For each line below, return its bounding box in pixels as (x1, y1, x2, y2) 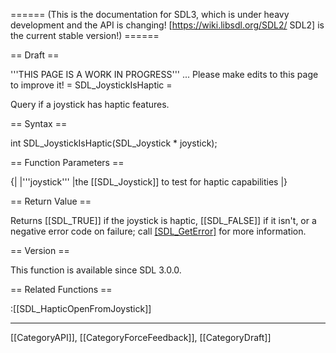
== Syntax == (10, 118, 68, 129)
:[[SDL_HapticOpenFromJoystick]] (10, 303, 152, 314)
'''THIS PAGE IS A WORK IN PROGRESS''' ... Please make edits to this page (10, 69, 319, 80)
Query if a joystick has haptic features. (10, 99, 170, 110)
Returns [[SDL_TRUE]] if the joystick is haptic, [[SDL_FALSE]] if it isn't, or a (10, 215, 317, 226)
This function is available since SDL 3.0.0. (10, 264, 182, 276)
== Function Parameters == (10, 157, 125, 168)
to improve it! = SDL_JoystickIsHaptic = (10, 79, 173, 91)
